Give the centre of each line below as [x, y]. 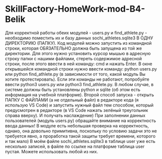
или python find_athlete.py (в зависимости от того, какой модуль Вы [75, 74]
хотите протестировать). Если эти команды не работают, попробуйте [77, 79]
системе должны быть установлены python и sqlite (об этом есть [73, 89]
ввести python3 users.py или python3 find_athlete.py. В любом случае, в [79, 84]
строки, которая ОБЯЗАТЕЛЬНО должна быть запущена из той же [73, 48]
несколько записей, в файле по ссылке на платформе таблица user [75, 146]
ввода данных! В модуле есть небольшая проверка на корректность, [77, 125]
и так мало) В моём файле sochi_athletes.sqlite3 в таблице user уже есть [80, 141]
